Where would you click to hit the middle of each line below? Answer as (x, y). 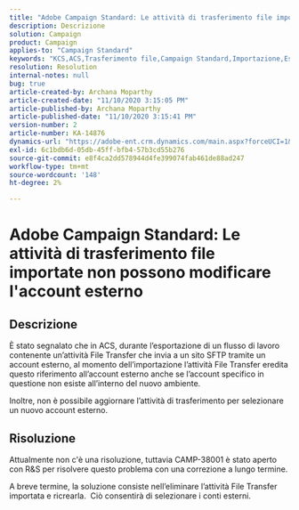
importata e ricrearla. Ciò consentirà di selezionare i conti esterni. (130, 496)
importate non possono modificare (140, 273)
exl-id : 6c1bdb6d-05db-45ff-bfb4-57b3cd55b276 (97, 150)
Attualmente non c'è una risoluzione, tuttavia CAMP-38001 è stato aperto (143, 459)
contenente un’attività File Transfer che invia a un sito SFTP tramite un (137, 355)
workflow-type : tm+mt (49, 166)
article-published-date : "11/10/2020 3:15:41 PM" (103, 117)
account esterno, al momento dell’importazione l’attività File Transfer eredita (149, 365)
